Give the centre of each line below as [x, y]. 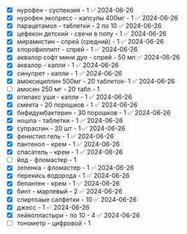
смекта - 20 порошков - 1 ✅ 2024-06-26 [77, 105]
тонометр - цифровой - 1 [54, 223]
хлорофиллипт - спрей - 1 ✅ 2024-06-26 [77, 50]
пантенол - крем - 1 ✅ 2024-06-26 [68, 144]
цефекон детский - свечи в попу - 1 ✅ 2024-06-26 [92, 34]
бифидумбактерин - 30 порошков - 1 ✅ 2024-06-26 [93, 112]
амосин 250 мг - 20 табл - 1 [58, 89]
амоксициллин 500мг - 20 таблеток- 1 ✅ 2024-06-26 [96, 81]
